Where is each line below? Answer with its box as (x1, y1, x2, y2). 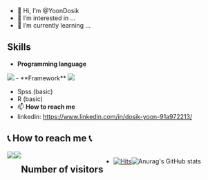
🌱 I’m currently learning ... (17, 21, 91, 29)
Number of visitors (21, 163, 104, 176)
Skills (7, 42, 31, 53)
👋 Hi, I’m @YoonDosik (17, 7, 79, 15)
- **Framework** (15, 73, 67, 82)
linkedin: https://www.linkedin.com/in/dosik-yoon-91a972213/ (17, 112, 193, 120)
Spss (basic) (17, 87, 53, 96)
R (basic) (17, 94, 44, 103)
